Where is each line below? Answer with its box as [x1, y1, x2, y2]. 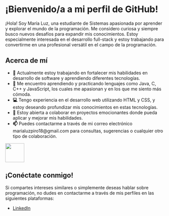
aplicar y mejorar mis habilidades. [12, 115, 83, 121]
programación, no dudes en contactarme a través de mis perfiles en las [5, 190, 154, 196]
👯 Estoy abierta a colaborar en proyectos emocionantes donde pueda [12, 110, 158, 116]
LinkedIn [12, 205, 31, 211]
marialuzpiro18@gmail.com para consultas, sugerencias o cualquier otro [12, 128, 163, 134]
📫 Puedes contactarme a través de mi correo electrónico [12, 120, 133, 127]
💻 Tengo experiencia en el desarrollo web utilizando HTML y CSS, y [12, 97, 155, 103]
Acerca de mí [5, 57, 48, 65]
